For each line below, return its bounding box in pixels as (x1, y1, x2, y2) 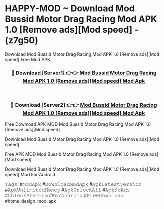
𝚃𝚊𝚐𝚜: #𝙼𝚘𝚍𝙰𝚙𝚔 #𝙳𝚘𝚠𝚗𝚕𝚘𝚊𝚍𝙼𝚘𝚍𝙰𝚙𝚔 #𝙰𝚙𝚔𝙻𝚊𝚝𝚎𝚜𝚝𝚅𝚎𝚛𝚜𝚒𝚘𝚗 (5, 181, 142, 187)
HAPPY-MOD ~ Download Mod (5, 3, 135, 14)
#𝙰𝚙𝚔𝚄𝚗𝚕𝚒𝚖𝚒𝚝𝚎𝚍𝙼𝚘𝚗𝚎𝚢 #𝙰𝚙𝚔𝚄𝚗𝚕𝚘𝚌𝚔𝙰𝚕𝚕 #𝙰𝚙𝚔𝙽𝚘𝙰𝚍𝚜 (5, 187, 130, 193)
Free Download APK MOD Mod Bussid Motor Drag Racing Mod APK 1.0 (5, 121, 151, 127)
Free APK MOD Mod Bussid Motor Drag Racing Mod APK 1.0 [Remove (5, 151, 148, 157)
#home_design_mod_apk (5, 198, 56, 204)
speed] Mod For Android (5, 171, 56, 177)
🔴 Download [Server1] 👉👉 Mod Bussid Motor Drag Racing (11, 69, 157, 76)
